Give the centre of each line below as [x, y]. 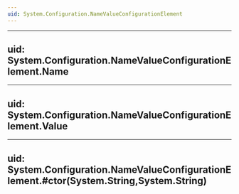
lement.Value [38, 126]
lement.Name [38, 72]
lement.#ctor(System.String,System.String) [107, 181]
